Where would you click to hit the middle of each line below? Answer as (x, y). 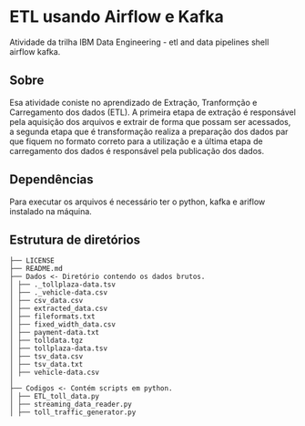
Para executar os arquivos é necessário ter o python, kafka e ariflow (137, 202)
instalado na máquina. (51, 211)
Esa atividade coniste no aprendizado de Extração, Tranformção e (133, 102)
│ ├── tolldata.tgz (46, 341)
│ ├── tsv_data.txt (46, 365)
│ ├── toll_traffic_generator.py (73, 412)
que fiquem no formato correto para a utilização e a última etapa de (136, 141)
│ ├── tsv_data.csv (46, 357)
